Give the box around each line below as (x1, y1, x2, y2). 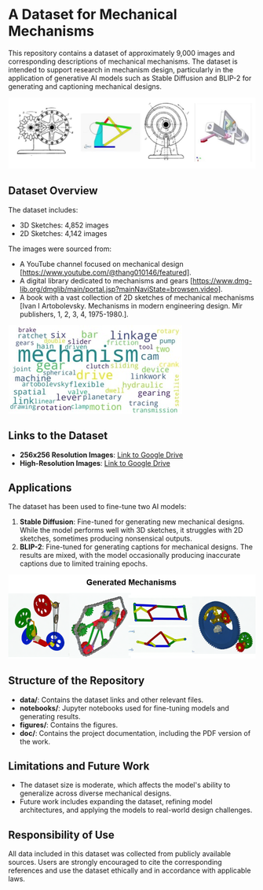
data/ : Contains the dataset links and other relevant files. (19, 695, 204, 704)
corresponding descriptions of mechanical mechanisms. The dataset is (8, 57, 238, 66)
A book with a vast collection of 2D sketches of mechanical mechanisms (19, 293, 254, 302)
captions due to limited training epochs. (19, 559, 148, 568)
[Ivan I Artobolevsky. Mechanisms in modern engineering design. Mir (19, 301, 243, 310)
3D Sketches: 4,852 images (19, 220, 109, 230)
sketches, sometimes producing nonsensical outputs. (19, 534, 192, 544)
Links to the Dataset (8, 429, 108, 442)
